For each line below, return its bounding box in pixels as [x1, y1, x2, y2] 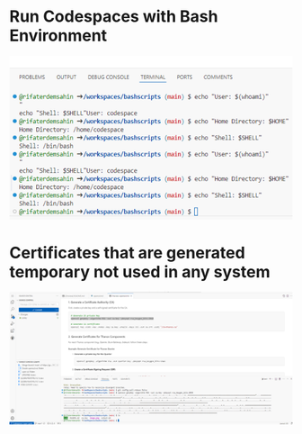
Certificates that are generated [9, 242, 245, 263]
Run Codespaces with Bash [9, 6, 218, 27]
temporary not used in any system [9, 261, 271, 282]
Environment [9, 25, 108, 46]
